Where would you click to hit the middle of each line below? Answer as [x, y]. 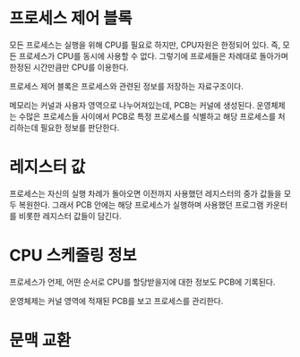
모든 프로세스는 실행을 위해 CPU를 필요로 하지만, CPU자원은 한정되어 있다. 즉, [145, 45]
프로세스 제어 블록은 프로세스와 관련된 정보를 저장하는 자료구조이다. [126, 86]
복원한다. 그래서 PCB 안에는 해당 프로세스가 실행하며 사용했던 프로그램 [141, 204]
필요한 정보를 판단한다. [80, 127]
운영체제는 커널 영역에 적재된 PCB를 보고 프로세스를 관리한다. [116, 301]
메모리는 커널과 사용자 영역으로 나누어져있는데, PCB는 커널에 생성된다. [132, 105]
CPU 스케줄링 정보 [73, 255]
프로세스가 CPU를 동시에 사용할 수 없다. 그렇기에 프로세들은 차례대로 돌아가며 [154, 55]
